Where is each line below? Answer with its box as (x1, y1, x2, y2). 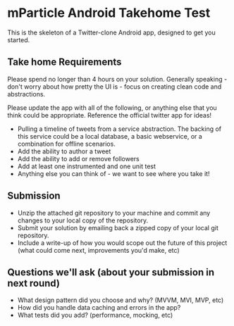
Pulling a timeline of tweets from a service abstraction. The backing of (17, 125, 222, 133)
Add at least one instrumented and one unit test (17, 162, 156, 170)
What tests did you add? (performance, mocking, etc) (17, 311, 173, 320)
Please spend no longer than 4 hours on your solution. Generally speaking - (7, 75, 228, 83)
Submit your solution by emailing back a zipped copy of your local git (17, 223, 218, 232)
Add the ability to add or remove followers (17, 154, 140, 163)
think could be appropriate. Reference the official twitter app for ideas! (7, 111, 212, 119)
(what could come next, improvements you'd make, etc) (17, 246, 180, 254)
